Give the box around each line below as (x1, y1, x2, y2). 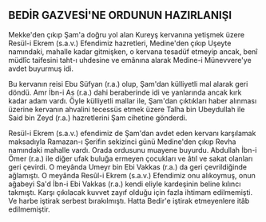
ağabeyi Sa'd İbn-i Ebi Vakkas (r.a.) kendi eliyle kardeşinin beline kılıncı (8, 179, 241, 189)
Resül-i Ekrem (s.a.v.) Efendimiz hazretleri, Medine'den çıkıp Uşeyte (8, 38, 232, 48)
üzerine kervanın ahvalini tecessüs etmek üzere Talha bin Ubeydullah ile (8, 104, 245, 114)
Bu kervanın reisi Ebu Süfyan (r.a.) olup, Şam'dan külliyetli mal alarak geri (8, 79, 248, 88)
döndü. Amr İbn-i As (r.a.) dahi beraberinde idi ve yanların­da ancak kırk (8, 88, 242, 97)
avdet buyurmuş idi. (8, 64, 74, 73)
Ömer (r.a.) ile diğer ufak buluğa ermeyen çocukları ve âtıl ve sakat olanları (8, 154, 253, 163)
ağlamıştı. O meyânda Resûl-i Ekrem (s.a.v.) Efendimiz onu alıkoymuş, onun (8, 170, 256, 180)
